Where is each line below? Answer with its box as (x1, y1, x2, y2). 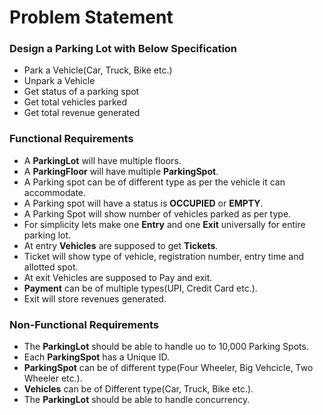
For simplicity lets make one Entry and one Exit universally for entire (23, 218, 306, 230)
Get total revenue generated (23, 107, 141, 119)
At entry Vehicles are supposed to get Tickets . (23, 239, 219, 251)
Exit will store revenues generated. (23, 292, 167, 305)
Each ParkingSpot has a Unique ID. (23, 351, 170, 363)
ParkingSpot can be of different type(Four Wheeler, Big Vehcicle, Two (23, 362, 314, 374)
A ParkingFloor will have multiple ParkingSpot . (23, 165, 219, 177)
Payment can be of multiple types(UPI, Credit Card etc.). (23, 282, 258, 294)
